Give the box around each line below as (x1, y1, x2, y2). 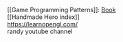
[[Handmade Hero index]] (7, 13, 80, 21)
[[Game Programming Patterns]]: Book (7, 6, 116, 14)
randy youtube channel (7, 27, 73, 35)
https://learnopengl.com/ (7, 20, 78, 28)
